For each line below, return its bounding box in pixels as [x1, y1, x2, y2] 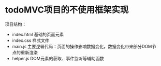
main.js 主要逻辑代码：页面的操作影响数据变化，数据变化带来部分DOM [12, 43, 152, 49]
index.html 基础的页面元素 [12, 31, 64, 37]
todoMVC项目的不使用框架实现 [5, 4, 129, 15]
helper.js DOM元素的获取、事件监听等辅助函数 [12, 55, 104, 61]
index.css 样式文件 [12, 37, 50, 43]
